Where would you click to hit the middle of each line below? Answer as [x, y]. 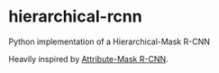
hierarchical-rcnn [75, 17]
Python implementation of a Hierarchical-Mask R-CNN [109, 41]
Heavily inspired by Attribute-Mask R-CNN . [88, 59]
